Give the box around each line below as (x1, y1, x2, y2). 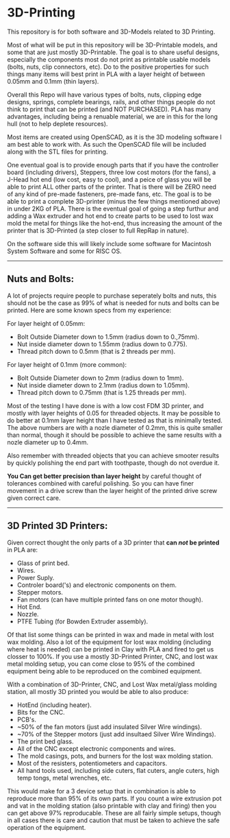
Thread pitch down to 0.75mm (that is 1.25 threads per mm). (16, 388, 187, 396)
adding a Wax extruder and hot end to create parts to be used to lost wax (7, 211, 214, 220)
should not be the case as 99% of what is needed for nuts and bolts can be (7, 298, 220, 307)
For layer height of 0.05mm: (7, 319, 86, 327)
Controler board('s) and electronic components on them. (16, 581, 177, 589)
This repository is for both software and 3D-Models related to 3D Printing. (7, 27, 216, 36)
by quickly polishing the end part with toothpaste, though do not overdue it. (7, 458, 220, 467)
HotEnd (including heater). (16, 701, 92, 709)
